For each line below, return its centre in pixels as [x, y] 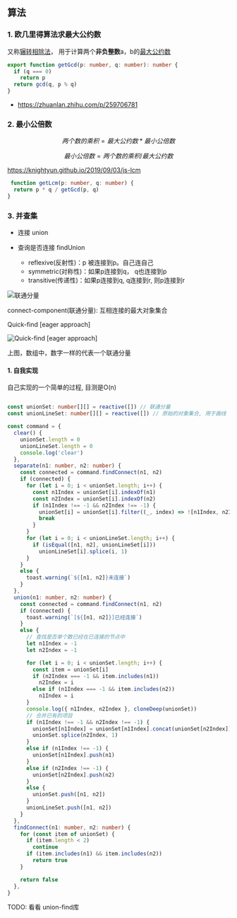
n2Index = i [56, 683]
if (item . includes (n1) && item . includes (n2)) [94, 854]
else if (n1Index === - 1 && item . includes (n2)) [104, 689]
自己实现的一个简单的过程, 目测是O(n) [62, 387]
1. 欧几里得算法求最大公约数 [54, 35]
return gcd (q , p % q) [45, 85]
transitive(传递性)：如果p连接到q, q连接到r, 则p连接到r [107, 280]
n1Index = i [56, 696]
